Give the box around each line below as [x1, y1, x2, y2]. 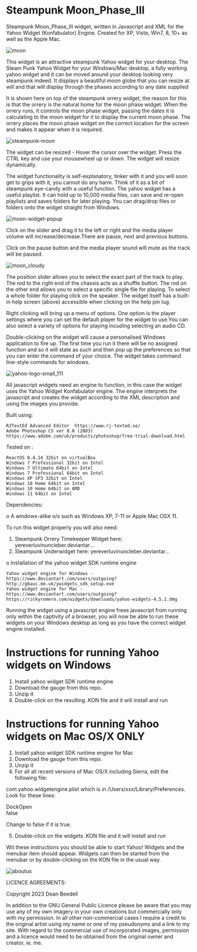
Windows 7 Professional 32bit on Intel [6, 460, 104, 466]
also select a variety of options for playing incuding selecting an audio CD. [6, 322, 186, 329]
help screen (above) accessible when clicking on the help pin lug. [11, 298, 171, 305]
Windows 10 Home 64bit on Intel [6, 480, 85, 486]
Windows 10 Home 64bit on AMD [6, 486, 81, 492]
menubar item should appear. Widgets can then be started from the [6, 850, 169, 857]
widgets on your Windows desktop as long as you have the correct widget [6, 619, 186, 626]
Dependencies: [6, 501, 43, 508]
